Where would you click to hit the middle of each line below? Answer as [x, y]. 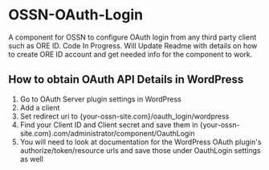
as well [32, 159]
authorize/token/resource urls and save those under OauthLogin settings [140, 150]
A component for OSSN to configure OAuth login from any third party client [132, 37]
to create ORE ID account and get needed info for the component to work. [130, 54]
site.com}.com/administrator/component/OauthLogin [107, 133]
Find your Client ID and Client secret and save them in [109, 124]
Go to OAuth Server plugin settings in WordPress [101, 99]
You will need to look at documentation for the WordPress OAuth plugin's [141, 142]
